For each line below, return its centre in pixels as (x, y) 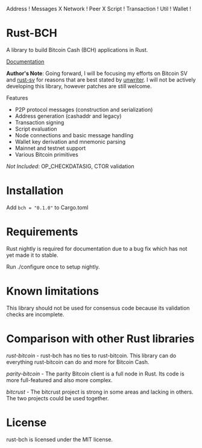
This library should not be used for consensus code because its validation (98, 308)
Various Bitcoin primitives (46, 154)
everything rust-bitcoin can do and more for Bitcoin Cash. (78, 362)
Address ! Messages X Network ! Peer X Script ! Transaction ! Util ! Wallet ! (99, 9)
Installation (35, 191)
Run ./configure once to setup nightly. (53, 267)
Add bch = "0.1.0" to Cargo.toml (47, 207)
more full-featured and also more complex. (59, 380)
